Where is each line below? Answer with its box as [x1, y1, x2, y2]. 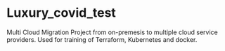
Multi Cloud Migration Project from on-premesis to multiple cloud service [6, 28, 219, 36]
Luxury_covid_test [6, 5, 117, 21]
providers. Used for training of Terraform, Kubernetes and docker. [6, 35, 198, 43]
